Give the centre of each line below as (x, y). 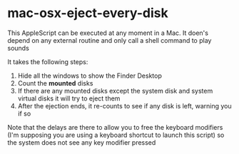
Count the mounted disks (55, 83)
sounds (19, 48)
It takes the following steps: (48, 61)
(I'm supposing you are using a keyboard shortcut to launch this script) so (116, 135)
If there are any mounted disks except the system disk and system (115, 91)
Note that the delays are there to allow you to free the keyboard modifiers (115, 127)
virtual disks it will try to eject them (69, 98)
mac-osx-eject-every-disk (88, 13)
